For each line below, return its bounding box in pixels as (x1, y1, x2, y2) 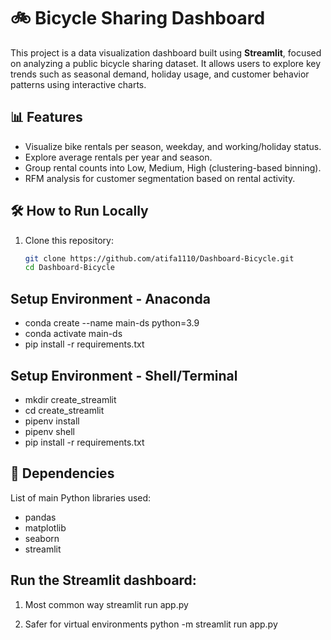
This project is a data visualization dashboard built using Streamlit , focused (10, 46, 322, 59)
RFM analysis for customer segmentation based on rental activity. (24, 172, 296, 184)
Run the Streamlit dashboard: (10, 572, 197, 589)
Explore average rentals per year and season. (24, 151, 213, 163)
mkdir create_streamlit (24, 393, 117, 405)
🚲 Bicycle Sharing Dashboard (10, 7, 266, 30)
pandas (24, 511, 57, 523)
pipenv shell (24, 425, 75, 437)
